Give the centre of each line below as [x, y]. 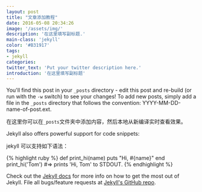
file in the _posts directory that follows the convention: [74, 103]
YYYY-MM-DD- [161, 103]
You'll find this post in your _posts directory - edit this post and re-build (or [99, 90]
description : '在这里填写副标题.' [46, 34]
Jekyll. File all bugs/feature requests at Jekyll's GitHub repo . [81, 182]
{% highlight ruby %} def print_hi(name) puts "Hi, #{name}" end [86, 158]
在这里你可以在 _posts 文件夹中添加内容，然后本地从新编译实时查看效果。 [96, 122]
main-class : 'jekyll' [33, 40]
